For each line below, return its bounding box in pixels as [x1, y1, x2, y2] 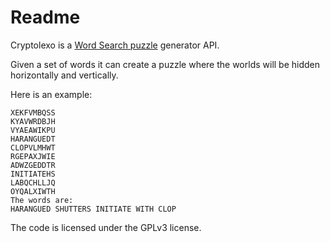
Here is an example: [10, 88, 93, 100]
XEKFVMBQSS [10, 107, 56, 118]
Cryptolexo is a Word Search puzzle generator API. [10, 39, 220, 51]
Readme [10, 6, 81, 29]
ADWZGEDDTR [10, 160, 56, 170]
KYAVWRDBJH [10, 116, 56, 126]
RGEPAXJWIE [10, 151, 56, 161]
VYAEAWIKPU [10, 125, 56, 135]
